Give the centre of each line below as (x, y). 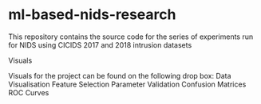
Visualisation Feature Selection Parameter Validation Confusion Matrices (127, 84)
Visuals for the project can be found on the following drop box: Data (120, 75)
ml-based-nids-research (92, 15)
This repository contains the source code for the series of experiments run (131, 37)
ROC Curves (29, 92)
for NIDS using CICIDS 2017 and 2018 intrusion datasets (100, 44)
